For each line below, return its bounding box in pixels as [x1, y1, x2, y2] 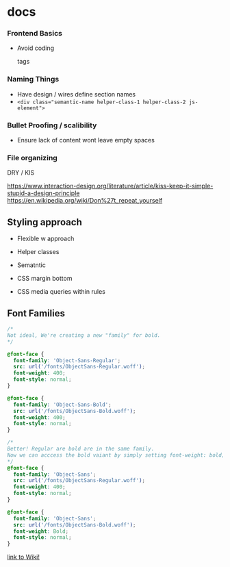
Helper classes [16, 248, 60, 256]
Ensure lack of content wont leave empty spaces [16, 136, 155, 144]
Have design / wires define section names [16, 90, 136, 98]
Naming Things [7, 75, 60, 84]
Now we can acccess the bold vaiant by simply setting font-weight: [7, 451, 207, 459]
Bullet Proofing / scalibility [7, 121, 97, 130]
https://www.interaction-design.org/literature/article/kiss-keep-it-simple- [7, 182, 214, 190]
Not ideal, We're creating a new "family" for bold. [7, 331, 161, 339]
